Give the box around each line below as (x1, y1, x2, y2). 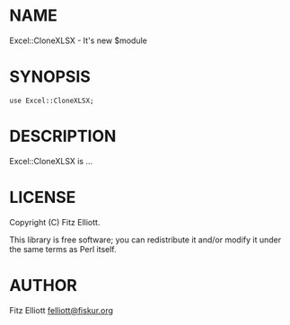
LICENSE (9, 188, 76, 207)
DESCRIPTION (9, 127, 117, 146)
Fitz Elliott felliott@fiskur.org (9, 304, 114, 315)
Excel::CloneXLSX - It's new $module (9, 35, 148, 46)
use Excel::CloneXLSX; (9, 96, 94, 105)
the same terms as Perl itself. (9, 243, 117, 254)
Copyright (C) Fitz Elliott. (9, 216, 101, 227)
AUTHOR (9, 275, 78, 295)
